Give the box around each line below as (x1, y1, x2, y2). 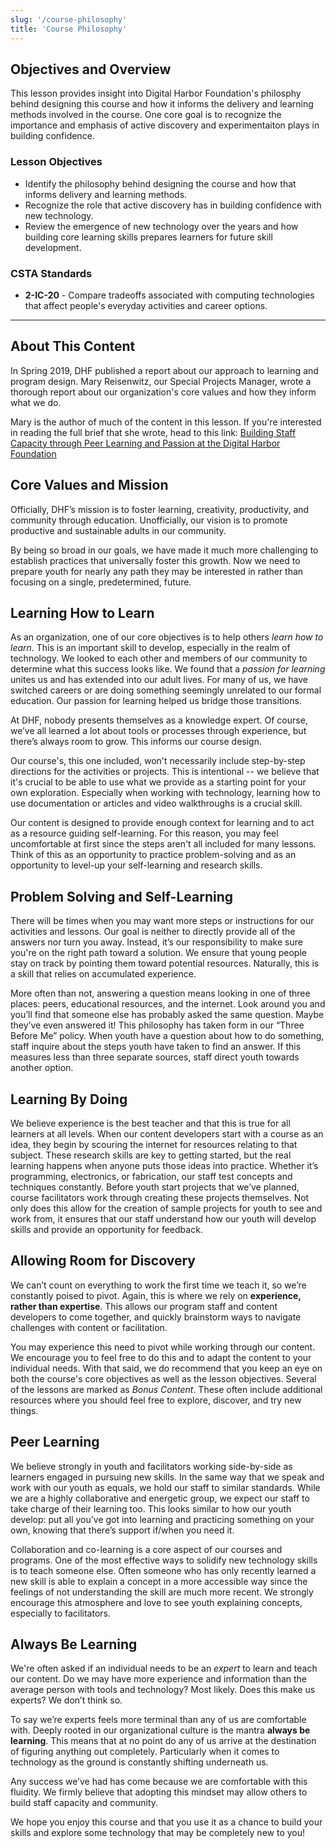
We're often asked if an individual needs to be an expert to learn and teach (10, 1662, 318, 1675)
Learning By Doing (10, 1091, 128, 1108)
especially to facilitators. (10, 1607, 112, 1619)
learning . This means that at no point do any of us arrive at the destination (10, 1735, 317, 1747)
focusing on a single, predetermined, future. (10, 576, 192, 588)
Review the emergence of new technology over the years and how (24, 220, 299, 232)
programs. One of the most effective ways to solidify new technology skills (10, 1554, 318, 1566)
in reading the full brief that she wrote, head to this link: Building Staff (10, 426, 297, 438)
